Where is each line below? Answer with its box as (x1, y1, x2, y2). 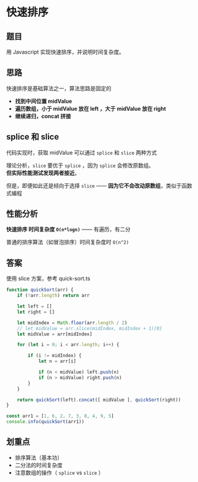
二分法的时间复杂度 (14, 461, 63, 469)
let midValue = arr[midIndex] (17, 331, 93, 337)
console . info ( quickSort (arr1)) (6, 419, 85, 425)
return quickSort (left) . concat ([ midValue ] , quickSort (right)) (17, 397, 181, 403)
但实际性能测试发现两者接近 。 (6, 169, 80, 176)
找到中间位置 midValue (14, 97, 73, 105)
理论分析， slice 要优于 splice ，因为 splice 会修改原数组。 (6, 162, 154, 169)
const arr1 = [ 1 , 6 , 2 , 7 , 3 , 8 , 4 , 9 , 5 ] (6, 413, 114, 419)
